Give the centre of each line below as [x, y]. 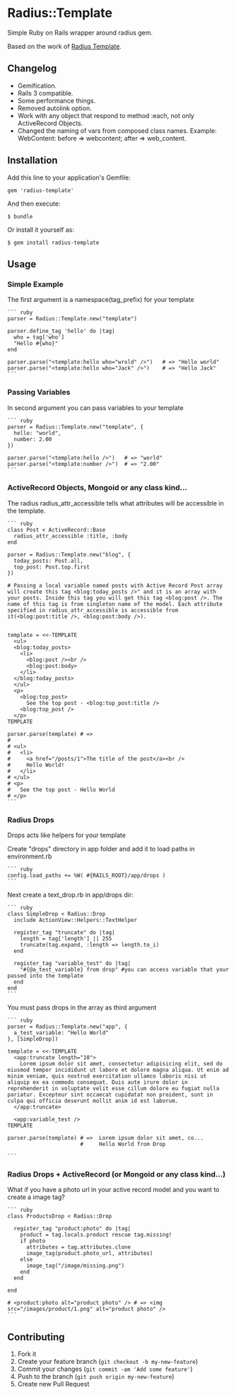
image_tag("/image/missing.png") [75, 1266]
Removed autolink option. [54, 108]
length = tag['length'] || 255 [66, 939]
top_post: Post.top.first [52, 567]
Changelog [32, 69]
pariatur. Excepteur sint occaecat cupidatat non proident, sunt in [110, 1095]
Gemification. [37, 86]
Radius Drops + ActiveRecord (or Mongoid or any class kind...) [117, 1174]
